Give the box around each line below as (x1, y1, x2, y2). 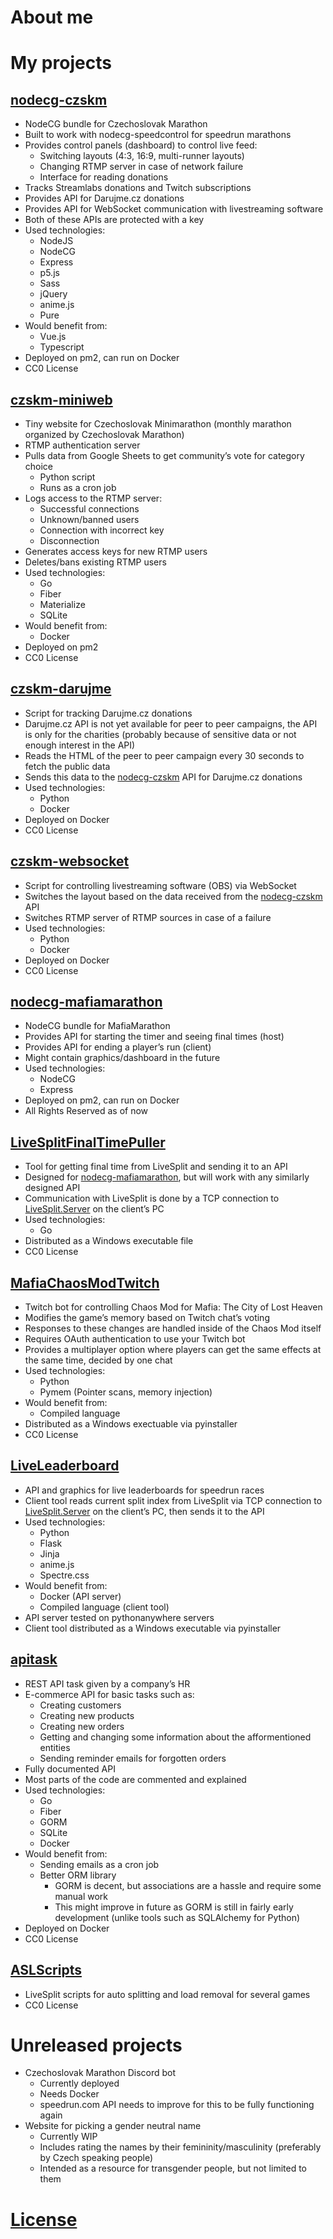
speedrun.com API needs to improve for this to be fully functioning (39, 2099, 315, 2111)
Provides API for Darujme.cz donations (24, 192, 185, 205)
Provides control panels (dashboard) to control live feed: (24, 139, 258, 151)
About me (10, 6, 94, 29)
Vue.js (39, 331, 67, 343)
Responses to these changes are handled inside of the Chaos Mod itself (24, 1322, 322, 1335)
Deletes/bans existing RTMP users (24, 556, 167, 568)
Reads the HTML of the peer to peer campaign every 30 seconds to (24, 749, 305, 761)
